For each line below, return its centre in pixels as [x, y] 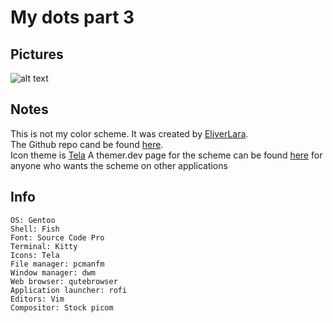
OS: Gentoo [33, 220]
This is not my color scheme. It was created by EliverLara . [129, 133]
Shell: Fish [35, 229]
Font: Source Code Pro [57, 237]
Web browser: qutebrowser [64, 281]
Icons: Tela [35, 255]
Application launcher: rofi [69, 290]
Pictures [37, 54]
